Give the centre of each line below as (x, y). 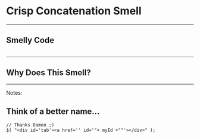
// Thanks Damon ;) (30, 125)
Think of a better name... (53, 111)
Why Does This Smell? (49, 73)
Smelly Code (30, 40)
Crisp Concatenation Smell (74, 11)
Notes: (14, 92)
